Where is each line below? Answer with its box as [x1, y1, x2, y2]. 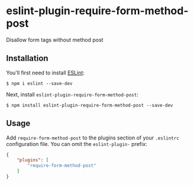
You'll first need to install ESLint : [6, 69, 85, 76]
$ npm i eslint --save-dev [6, 80, 73, 86]
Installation [6, 53, 48, 63]
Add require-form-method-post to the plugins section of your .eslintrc [6, 134, 179, 141]
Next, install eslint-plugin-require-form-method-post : [6, 90, 139, 98]
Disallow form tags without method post [6, 36, 104, 43]
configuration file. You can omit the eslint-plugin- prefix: [6, 140, 147, 147]
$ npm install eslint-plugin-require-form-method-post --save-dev [6, 102, 173, 108]
